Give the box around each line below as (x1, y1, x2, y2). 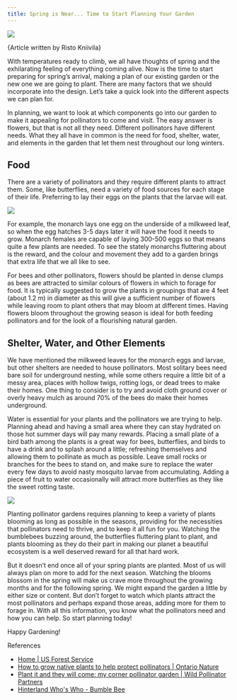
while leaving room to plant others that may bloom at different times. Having (7, 301, 229, 310)
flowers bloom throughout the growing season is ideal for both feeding (7, 309, 214, 318)
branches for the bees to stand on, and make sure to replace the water (7, 460, 214, 469)
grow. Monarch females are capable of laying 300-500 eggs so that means (7, 235, 226, 243)
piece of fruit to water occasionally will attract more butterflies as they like (7, 475, 224, 484)
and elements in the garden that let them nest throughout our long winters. (7, 138, 225, 147)
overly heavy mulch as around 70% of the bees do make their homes (7, 394, 209, 402)
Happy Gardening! (7, 628, 61, 636)
